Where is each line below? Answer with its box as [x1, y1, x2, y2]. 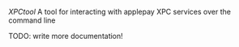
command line [8, 15, 56, 25]
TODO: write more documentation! [8, 32, 123, 41]
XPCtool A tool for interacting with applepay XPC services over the [8, 7, 231, 16]
